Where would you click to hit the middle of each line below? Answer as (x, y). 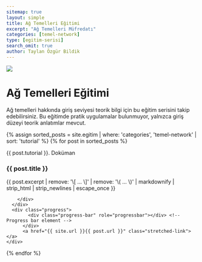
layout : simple (25, 18)
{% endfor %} (24, 253)
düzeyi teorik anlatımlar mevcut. (46, 123)
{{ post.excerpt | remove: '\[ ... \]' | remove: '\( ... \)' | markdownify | (90, 181)
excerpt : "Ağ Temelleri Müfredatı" (51, 29)
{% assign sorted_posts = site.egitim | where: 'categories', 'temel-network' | (102, 134)
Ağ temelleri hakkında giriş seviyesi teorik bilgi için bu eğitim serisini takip (98, 109)
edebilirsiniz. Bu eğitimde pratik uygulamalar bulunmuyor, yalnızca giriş (95, 116)
